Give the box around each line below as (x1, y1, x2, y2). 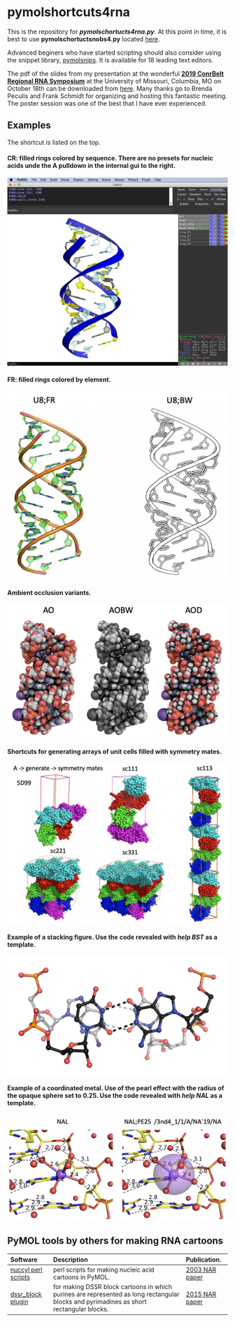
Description (53, 1255, 89, 1264)
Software (10, 1255, 38, 1264)
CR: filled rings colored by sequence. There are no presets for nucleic (7, 154, 213, 162)
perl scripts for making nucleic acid (53, 1265, 155, 1274)
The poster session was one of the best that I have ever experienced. (7, 99, 208, 107)
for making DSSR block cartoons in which (53, 1283, 173, 1291)
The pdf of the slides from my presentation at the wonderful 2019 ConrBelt (7, 69, 224, 78)
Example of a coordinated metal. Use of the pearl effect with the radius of (7, 1084, 225, 1092)
